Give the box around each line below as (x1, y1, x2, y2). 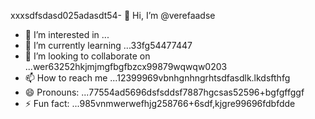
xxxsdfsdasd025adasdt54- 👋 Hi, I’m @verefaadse (10, 10, 216, 21)
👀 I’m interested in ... (24, 29, 110, 40)
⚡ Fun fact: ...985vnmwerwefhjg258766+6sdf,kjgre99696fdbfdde (24, 98, 296, 109)
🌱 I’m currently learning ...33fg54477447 (24, 40, 193, 51)
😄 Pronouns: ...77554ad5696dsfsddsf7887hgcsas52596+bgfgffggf (24, 86, 305, 98)
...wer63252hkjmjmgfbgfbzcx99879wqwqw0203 (24, 61, 228, 72)
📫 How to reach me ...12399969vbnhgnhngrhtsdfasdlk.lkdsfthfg (24, 72, 291, 84)
